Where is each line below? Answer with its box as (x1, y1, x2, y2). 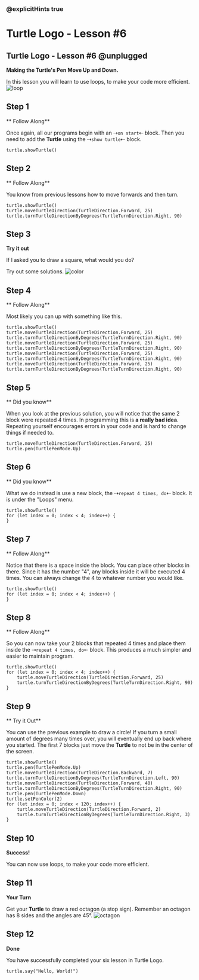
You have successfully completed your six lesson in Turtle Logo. (6, 956, 164, 964)
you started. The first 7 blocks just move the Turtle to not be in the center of (6, 741, 194, 749)
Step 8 (6, 612, 31, 622)
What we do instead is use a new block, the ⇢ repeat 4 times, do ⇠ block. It (6, 489, 192, 496)
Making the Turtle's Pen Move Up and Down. (6, 66, 119, 74)
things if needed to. (6, 429, 54, 436)
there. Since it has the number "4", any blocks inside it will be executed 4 (6, 567, 186, 575)
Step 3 (6, 229, 31, 239)
